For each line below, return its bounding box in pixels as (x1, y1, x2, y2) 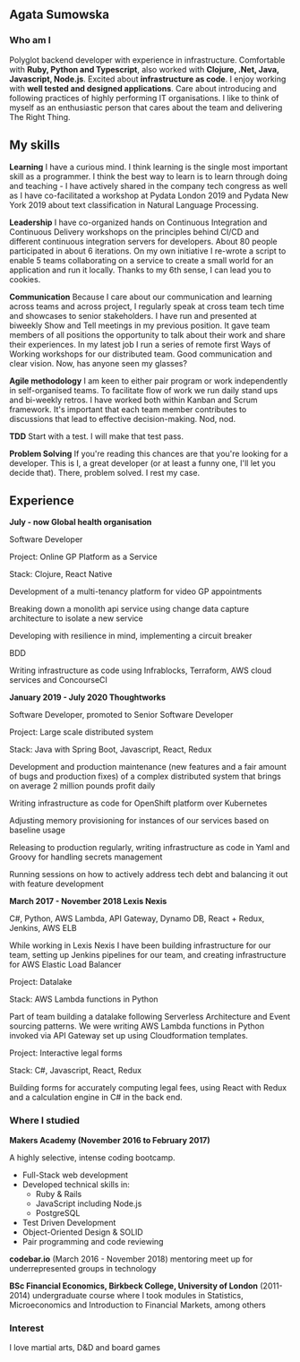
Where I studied (9, 1115, 81, 1127)
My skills (9, 138, 61, 153)
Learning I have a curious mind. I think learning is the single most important (9, 161, 288, 172)
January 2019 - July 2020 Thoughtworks (9, 692, 167, 703)
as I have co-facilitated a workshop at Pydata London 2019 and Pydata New (9, 190, 289, 201)
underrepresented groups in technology (9, 1263, 157, 1273)
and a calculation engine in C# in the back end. (9, 1092, 184, 1103)
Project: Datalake (9, 977, 73, 987)
